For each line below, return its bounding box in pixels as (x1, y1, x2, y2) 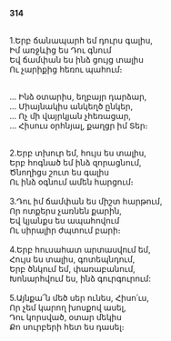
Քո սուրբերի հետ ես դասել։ (9, 322, 125, 332)
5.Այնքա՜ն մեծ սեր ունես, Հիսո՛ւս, (9, 293, 150, 303)
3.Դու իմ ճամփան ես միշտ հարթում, (9, 196, 163, 206)
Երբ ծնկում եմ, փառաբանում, (9, 264, 136, 274)
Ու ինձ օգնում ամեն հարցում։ (9, 176, 134, 187)
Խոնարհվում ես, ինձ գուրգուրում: (9, 273, 152, 284)
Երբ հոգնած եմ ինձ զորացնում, (9, 157, 142, 167)
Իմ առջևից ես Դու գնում (9, 45, 112, 55)
